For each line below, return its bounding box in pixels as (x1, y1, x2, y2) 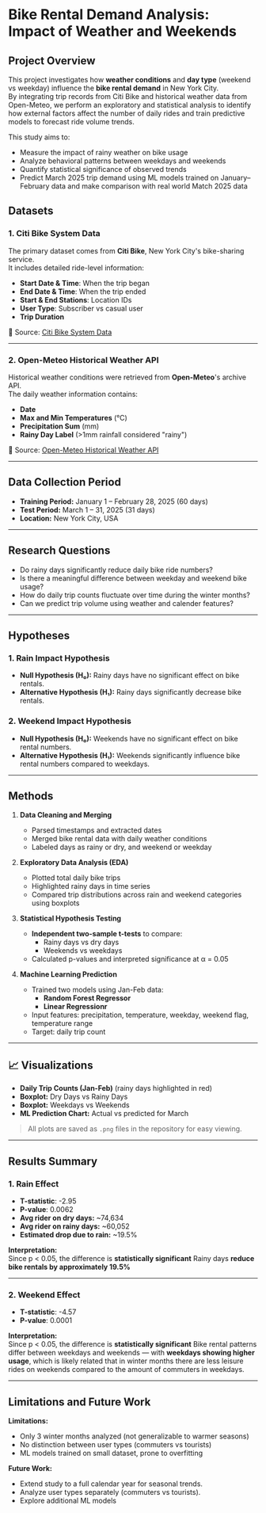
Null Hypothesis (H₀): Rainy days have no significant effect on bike (19, 671, 240, 680)
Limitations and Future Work (8, 1395, 151, 1408)
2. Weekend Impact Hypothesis (8, 715, 132, 726)
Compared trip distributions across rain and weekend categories (31, 890, 242, 900)
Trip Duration (19, 311, 65, 322)
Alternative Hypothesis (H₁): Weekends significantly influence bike (19, 750, 241, 760)
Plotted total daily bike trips (31, 873, 121, 882)
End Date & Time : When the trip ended (19, 287, 146, 296)
